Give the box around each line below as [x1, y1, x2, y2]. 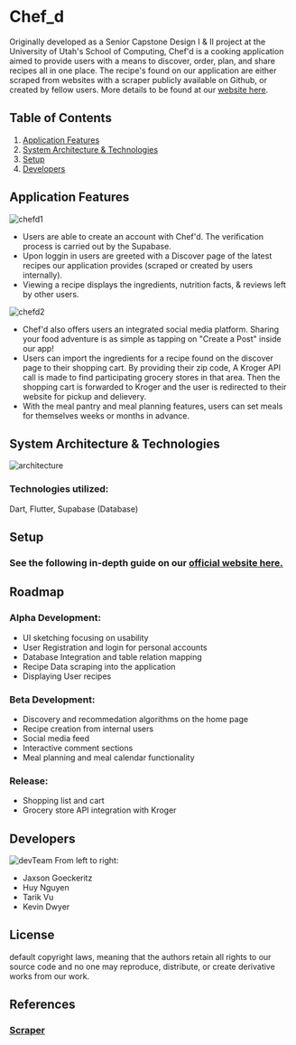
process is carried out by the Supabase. [22, 240, 171, 251]
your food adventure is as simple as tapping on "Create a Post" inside [22, 333, 282, 344]
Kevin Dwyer [22, 901, 70, 912]
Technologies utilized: [9, 483, 109, 495]
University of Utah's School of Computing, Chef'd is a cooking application [9, 45, 284, 56]
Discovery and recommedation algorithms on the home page [22, 713, 249, 724]
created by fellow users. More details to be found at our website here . [9, 84, 269, 95]
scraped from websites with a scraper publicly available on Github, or [9, 74, 268, 85]
